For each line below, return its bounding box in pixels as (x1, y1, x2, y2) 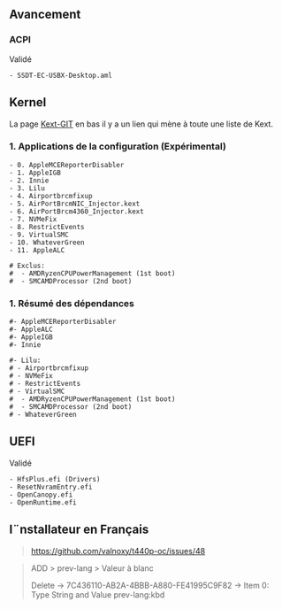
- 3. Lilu (9, 183, 46, 193)
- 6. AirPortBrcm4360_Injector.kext (9, 207, 144, 216)
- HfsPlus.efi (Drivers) (9, 474, 101, 483)
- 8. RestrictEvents (9, 222, 86, 231)
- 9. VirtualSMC (9, 230, 69, 239)
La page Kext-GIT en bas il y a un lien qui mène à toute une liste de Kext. (9, 119, 274, 129)
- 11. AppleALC (9, 245, 65, 255)
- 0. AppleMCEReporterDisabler (9, 160, 125, 169)
